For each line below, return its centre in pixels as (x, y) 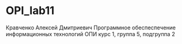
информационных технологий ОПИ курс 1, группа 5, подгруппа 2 (90, 34)
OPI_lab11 (30, 11)
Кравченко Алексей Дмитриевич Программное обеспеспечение (91, 28)
